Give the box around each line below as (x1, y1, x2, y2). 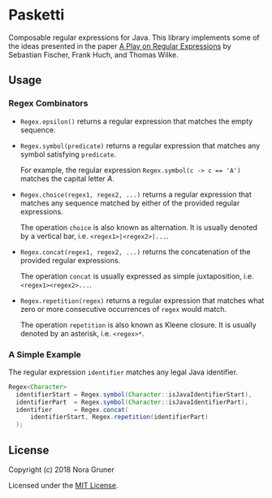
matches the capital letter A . (19, 173, 115, 184)
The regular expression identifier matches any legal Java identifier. (8, 367, 238, 377)
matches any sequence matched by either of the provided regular (19, 197, 240, 208)
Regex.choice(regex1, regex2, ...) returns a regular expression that (19, 189, 252, 199)
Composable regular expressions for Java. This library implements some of (8, 32, 260, 42)
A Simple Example (8, 349, 81, 360)
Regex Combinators (8, 97, 89, 109)
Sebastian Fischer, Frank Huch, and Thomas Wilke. (8, 50, 179, 59)
